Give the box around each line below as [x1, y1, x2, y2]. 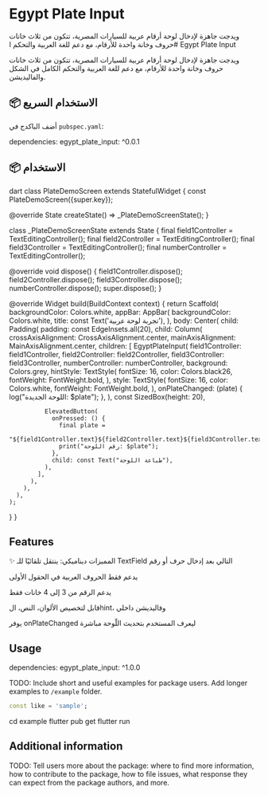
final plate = [59, 421, 106, 429]
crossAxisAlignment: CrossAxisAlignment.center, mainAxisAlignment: [9, 333, 236, 342]
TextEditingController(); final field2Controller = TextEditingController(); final [9, 234, 255, 243]
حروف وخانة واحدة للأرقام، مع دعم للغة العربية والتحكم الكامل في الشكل [9, 63, 223, 73]
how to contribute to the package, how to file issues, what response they [9, 769, 248, 778]
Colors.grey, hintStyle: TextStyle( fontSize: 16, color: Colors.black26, [9, 366, 233, 376]
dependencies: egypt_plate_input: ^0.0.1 [9, 136, 140, 146]
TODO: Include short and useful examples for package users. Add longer [9, 679, 248, 688]
